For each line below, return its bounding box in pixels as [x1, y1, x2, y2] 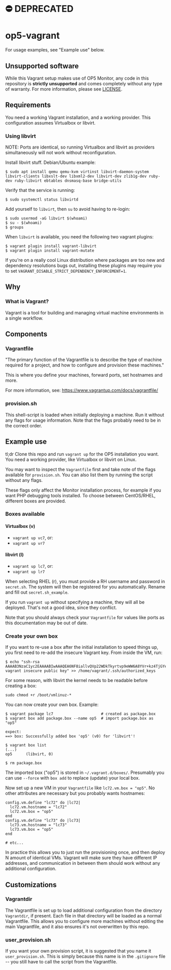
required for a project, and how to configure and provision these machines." [5, 362, 164, 368]
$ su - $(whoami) [5, 221, 42, 226]
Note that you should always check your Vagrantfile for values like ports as [5, 614, 164, 620]
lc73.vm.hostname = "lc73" [10, 822, 67, 828]
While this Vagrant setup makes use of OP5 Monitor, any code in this [5, 75, 149, 81]
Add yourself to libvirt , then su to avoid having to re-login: [5, 206, 130, 212]
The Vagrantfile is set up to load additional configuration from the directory [5, 907, 162, 913]
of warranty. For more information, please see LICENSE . [5, 86, 123, 92]
